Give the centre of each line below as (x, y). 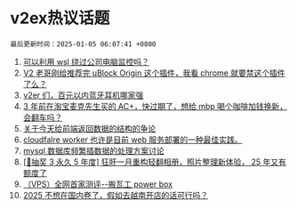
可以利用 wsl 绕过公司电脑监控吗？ (86, 61)
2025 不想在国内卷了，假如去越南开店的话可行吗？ (115, 195)
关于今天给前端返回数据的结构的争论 (89, 128)
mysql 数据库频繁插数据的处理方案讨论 (94, 150)
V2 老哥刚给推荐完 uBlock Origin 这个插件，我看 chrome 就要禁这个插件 (154, 73)
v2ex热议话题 (60, 18)
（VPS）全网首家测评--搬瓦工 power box (97, 184)
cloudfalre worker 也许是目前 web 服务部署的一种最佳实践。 (132, 140)
